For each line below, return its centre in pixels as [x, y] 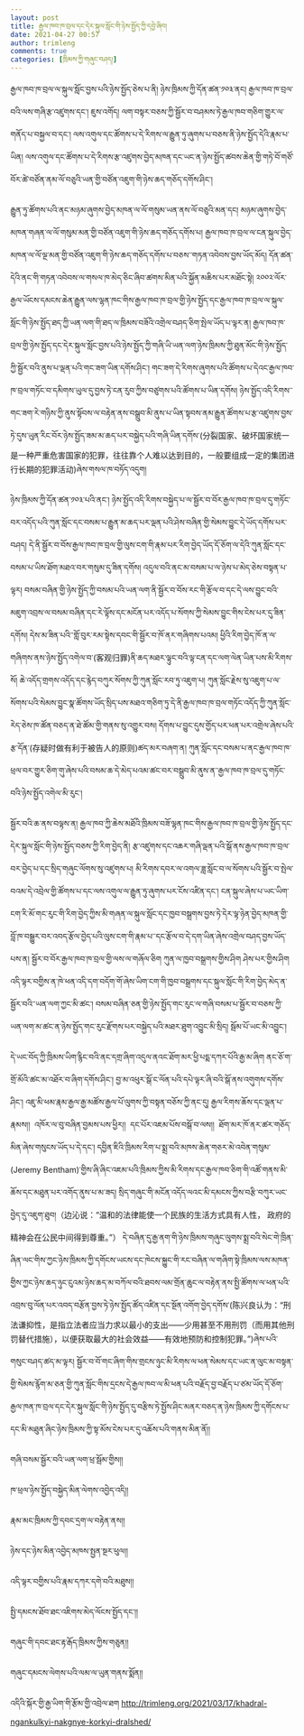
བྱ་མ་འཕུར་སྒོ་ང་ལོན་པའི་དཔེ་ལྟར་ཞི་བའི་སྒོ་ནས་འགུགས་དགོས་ [200, 1080]
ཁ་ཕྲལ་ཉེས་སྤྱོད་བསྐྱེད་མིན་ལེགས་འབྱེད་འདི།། [69, 1490]
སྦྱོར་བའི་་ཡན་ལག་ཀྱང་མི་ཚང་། [52, 1004]
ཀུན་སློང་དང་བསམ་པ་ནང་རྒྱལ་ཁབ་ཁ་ [240, 748]
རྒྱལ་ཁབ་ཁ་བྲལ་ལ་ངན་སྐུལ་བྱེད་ [249, 232]
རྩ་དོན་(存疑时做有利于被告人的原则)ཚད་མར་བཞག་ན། [99, 748]
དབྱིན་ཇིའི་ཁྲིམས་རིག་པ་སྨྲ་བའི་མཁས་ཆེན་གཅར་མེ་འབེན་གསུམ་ [184, 1147]
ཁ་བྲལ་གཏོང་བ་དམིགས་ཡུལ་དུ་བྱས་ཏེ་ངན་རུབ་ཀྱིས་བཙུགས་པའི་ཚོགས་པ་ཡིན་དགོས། [124, 390]
